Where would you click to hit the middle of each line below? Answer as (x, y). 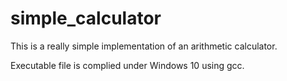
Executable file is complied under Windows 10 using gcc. (127, 65)
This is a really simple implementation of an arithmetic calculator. (144, 46)
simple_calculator (86, 18)
